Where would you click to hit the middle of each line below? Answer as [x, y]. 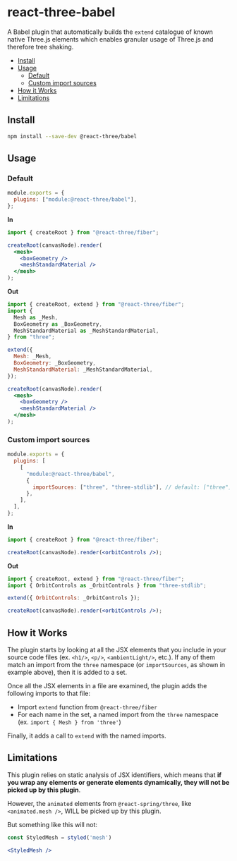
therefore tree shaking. [41, 47]
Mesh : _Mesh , [33, 357]
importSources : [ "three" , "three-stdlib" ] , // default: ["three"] [132, 487]
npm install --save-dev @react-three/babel [72, 136]
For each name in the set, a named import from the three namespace [118, 715]
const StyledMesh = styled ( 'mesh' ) [60, 837]
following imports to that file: [49, 694]
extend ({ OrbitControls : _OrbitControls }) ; [74, 598]
